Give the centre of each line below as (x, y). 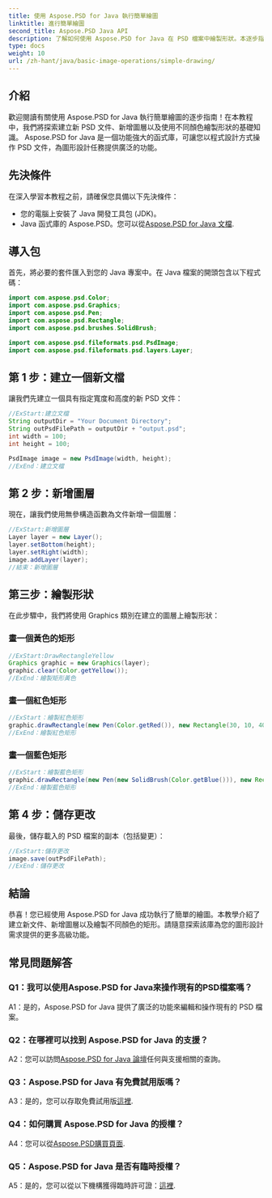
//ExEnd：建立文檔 (36, 466)
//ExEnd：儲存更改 (36, 866)
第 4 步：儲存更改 (52, 815)
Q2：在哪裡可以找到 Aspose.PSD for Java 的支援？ (108, 1039)
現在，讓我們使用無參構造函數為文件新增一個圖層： (93, 514)
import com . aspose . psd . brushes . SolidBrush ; (83, 328)
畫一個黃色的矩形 (42, 639)
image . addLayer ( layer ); (49, 559)
